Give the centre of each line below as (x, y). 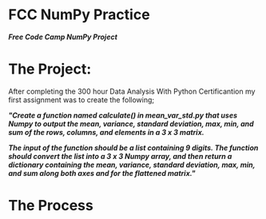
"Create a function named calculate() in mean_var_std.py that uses (123, 115)
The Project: (50, 69)
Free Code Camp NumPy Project (63, 37)
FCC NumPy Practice (79, 15)
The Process (51, 206)
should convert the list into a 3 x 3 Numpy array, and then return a (120, 156)
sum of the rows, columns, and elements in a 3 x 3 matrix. (107, 132)
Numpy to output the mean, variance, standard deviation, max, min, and (131, 123)
